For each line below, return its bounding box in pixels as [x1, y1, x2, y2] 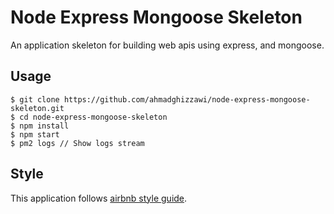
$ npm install [10, 121, 70, 131]
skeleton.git [10, 103, 65, 113]
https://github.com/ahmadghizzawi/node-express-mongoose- [63, 94, 311, 105]
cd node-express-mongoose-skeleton [19, 112, 168, 122]
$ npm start [10, 129, 60, 140]
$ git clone [10, 94, 60, 105]
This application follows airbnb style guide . [10, 192, 188, 204]
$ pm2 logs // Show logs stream [10, 138, 145, 148]
